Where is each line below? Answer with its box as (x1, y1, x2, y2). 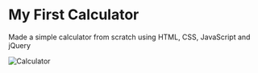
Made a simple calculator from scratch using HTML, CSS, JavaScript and (8, 32, 251, 42)
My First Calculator (8, 6, 139, 24)
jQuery (8, 40, 31, 50)
